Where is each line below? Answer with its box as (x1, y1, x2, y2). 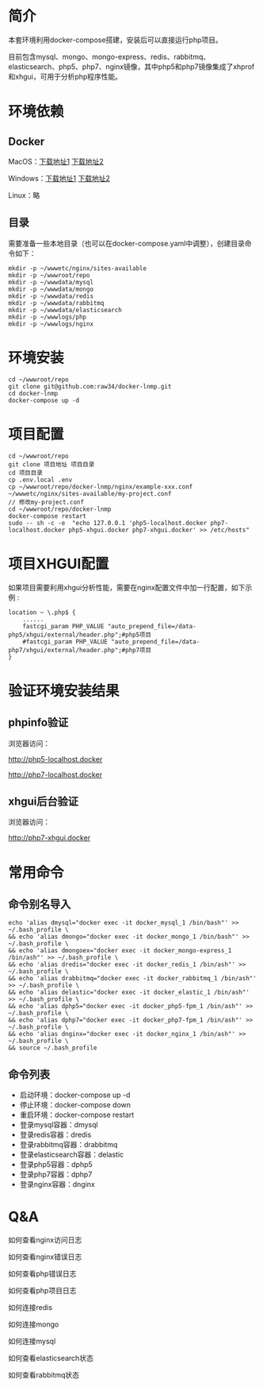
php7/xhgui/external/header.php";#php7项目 (8, 646, 152, 654)
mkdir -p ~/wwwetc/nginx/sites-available (8, 264, 147, 272)
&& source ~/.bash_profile (8, 1044, 97, 1053)
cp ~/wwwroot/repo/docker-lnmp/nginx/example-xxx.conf (8, 482, 193, 491)
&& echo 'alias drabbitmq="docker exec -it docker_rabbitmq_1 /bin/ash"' (8, 975, 257, 983)
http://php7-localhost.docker (8, 770, 103, 779)
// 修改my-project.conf (8, 498, 85, 506)
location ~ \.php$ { (8, 609, 77, 616)
